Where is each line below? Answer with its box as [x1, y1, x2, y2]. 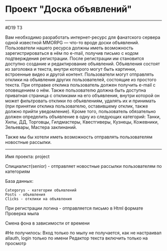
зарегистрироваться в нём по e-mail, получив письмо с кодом [5, 50, 139, 56]
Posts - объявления [5, 192, 46, 197]
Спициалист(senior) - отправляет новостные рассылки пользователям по [5, 163, 163, 169]
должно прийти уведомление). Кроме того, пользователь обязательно [5, 108, 156, 114]
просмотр [5, 240, 26, 246]
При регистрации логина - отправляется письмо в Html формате [5, 205, 143, 211]
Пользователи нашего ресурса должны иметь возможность [5, 45, 134, 51]
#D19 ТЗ [5, 24, 22, 30]
